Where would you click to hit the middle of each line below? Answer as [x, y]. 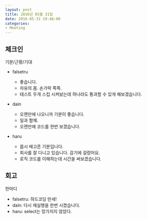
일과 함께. [29, 120]
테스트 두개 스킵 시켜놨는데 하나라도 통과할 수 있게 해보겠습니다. [81, 94]
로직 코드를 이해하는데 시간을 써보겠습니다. [61, 158]
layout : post [18, 10]
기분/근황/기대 [19, 62]
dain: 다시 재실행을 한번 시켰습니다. [46, 205]
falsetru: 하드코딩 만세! [34, 199]
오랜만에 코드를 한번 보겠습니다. [50, 126]
